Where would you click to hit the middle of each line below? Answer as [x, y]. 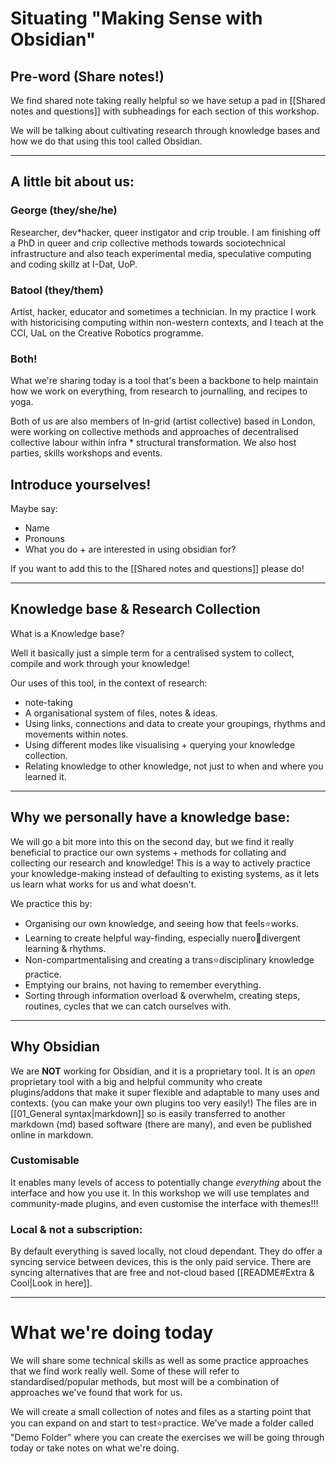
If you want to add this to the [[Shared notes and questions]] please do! [157, 569]
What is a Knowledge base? [67, 633]
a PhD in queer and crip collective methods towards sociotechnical [148, 243]
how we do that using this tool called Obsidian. [106, 141]
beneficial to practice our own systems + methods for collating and [148, 852]
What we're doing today [112, 1333]
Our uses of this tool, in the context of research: [109, 683]
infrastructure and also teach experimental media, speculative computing [161, 253]
